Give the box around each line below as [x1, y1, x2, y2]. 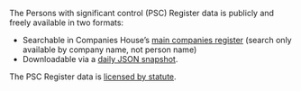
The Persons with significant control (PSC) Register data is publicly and [9, 8, 275, 18]
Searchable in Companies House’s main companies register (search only [22, 35, 292, 45]
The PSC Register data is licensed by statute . [9, 71, 178, 82]
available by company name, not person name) [22, 44, 197, 55]
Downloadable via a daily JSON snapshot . [22, 54, 178, 64]
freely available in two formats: [9, 17, 124, 28]
